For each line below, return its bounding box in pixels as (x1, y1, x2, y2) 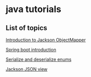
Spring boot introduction (6, 47, 57, 52)
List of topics (6, 24, 47, 32)
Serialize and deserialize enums (6, 56, 72, 62)
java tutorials (6, 4, 62, 15)
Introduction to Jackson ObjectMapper (6, 37, 86, 43)
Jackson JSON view (6, 66, 48, 72)
